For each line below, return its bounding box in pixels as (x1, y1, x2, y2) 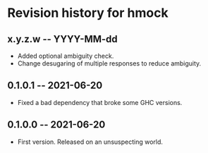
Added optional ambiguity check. (17, 51, 114, 60)
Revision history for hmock (7, 5, 169, 21)
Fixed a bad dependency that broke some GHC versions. (17, 98, 183, 106)
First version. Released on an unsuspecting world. (17, 137, 164, 146)
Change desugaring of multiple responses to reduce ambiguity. (17, 59, 202, 68)
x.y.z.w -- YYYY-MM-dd (7, 33, 118, 45)
